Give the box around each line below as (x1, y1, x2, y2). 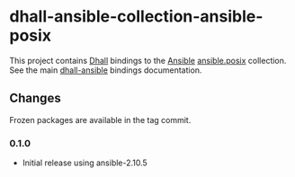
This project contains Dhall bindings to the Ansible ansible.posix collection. (9, 55, 287, 66)
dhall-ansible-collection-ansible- (9, 6, 264, 27)
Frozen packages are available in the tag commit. (9, 114, 192, 125)
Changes (9, 91, 61, 106)
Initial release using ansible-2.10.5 (22, 157, 148, 168)
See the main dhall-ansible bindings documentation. (9, 65, 202, 75)
